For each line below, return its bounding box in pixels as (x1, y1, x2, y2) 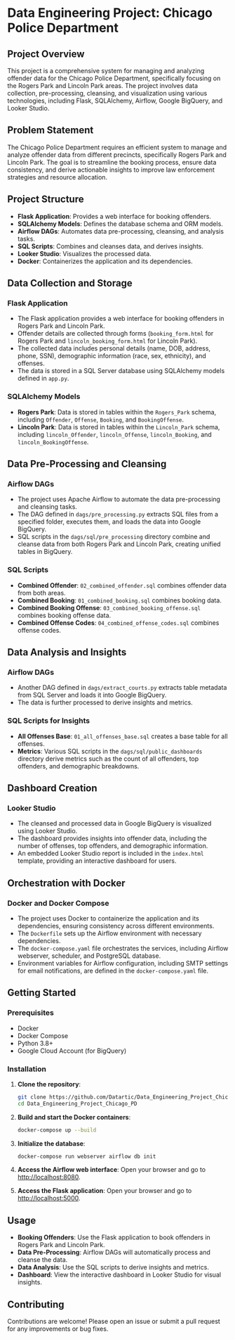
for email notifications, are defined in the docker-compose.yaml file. (17, 966, 209, 975)
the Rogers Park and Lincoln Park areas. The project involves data (7, 82, 199, 89)
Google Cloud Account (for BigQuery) (17, 1047, 127, 1055)
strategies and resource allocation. (7, 172, 107, 181)
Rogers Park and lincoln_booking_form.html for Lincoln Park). (17, 336, 198, 346)
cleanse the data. (17, 1256, 68, 1264)
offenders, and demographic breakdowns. (17, 761, 140, 770)
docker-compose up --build (17, 1126, 97, 1134)
